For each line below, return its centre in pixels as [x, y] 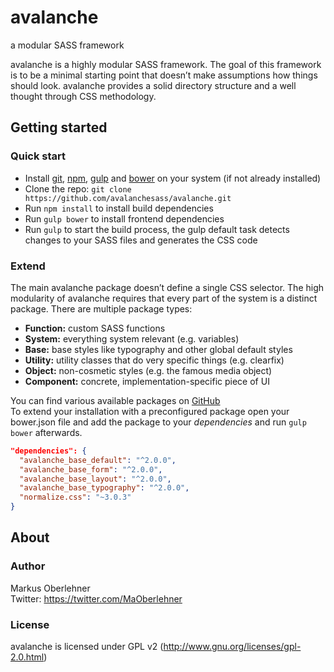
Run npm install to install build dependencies [119, 208]
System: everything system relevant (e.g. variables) [132, 338]
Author [28, 566]
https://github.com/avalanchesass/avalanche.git [128, 198]
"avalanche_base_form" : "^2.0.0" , [91, 469]
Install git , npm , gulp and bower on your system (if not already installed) [173, 178]
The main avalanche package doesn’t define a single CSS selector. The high [167, 287]
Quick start [38, 156]
